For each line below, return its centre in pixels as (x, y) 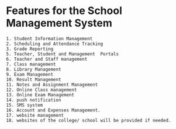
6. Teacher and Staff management (47, 59)
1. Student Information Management (49, 39)
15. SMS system (25, 105)
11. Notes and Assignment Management (52, 85)
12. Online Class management (42, 90)
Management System (59, 23)
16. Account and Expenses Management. (53, 110)
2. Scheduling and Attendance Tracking (55, 44)
